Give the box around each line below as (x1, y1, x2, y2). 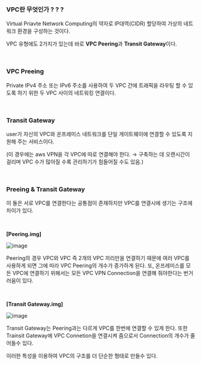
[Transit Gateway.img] (6, 301, 64, 308)
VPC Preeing (6, 67, 44, 76)
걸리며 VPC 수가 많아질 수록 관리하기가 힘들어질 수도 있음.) (6, 158, 144, 165)
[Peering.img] (6, 231, 42, 238)
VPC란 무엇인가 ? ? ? (6, 5, 64, 13)
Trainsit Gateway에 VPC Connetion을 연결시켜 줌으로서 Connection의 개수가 (6, 332, 189, 339)
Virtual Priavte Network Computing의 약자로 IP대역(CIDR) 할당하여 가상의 (6, 20, 182, 28)
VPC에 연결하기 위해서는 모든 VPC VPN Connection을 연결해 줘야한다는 (12, 270, 182, 277)
